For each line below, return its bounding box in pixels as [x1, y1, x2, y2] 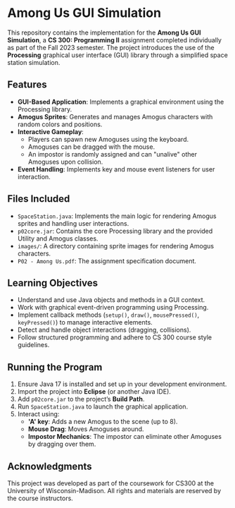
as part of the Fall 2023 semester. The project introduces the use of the [7, 43, 215, 52]
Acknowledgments [7, 460, 93, 472]
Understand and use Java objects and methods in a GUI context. [17, 296, 205, 304]
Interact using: [17, 410, 60, 418]
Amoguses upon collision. [27, 157, 103, 166]
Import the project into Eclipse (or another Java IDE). [17, 387, 171, 396]
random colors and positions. [17, 120, 103, 128]
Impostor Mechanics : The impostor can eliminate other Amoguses [27, 433, 222, 441]
